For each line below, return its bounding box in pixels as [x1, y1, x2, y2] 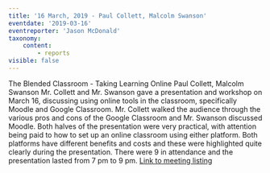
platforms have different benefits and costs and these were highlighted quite [8, 138, 262, 148]
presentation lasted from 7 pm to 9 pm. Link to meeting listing [8, 155, 213, 165]
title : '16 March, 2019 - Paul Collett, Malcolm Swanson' [8, 11, 207, 20]
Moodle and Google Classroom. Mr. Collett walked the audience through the [8, 104, 261, 113]
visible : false [8, 57, 60, 65]
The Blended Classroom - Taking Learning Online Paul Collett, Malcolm [8, 78, 244, 89]
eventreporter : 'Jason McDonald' [8, 27, 121, 35]
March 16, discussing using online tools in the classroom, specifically [8, 96, 238, 105]
